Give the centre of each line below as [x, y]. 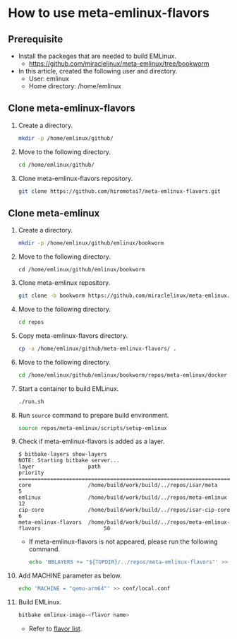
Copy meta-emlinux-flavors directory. [73, 335]
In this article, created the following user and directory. [98, 71]
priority [31, 473]
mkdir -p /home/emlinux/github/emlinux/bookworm [91, 243]
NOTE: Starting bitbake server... [69, 461]
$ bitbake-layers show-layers [63, 455]
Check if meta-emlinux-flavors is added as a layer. [91, 441]
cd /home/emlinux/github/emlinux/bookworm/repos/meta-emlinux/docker [123, 375]
